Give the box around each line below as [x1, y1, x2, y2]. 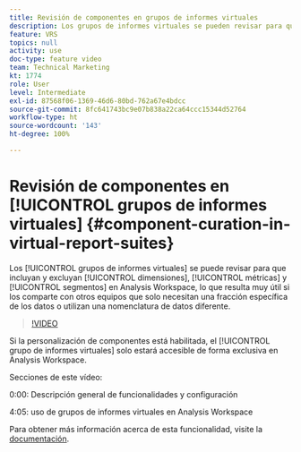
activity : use [9, 47, 63, 55]
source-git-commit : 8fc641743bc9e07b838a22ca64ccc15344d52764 [9, 105, 246, 114]
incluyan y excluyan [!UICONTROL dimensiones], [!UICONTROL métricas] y [9, 272, 288, 283]
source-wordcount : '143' [9, 122, 102, 131]
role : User [9, 80, 50, 89]
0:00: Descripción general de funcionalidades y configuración [9, 388, 238, 399]
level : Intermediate [9, 88, 87, 97]
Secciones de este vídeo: [9, 371, 103, 382]
